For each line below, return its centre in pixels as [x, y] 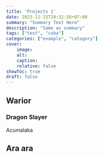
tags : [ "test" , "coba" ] [35, 33]
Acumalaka [20, 130]
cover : [14, 45]
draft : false [22, 77]
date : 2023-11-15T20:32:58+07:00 [47, 17]
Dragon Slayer [27, 117]
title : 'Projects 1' [31, 11]
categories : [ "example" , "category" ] [52, 39]
